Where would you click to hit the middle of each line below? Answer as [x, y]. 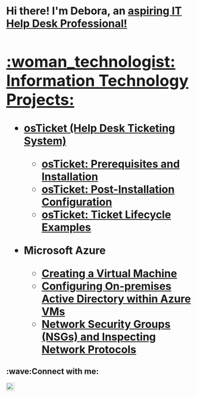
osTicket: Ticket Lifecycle [106, 214]
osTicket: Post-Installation [108, 189]
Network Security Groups [106, 324]
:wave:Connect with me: [53, 372]
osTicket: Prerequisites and [111, 164]
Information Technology [97, 80]
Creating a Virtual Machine [109, 273]
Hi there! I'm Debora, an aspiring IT [94, 11]
